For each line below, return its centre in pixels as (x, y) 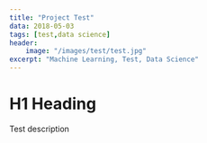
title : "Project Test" (52, 18)
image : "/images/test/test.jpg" (86, 51)
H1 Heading (53, 104)
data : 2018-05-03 (42, 26)
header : (24, 43)
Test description (40, 129)
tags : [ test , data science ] (60, 34)
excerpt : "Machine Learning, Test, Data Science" (104, 59)
